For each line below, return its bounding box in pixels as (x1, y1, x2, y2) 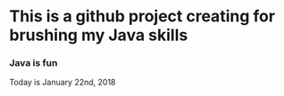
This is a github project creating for (9, 6, 275, 27)
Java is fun (9, 57, 58, 69)
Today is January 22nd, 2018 (9, 77, 116, 88)
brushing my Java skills (9, 25, 188, 45)
